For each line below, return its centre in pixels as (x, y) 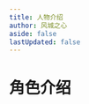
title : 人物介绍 (36, 17)
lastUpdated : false (45, 42)
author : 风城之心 (38, 26)
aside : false (33, 33)
